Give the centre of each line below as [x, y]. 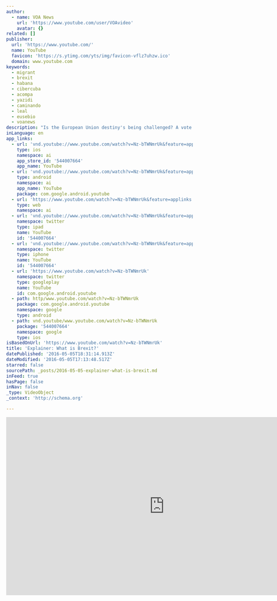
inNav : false [22, 387]
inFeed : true [22, 376]
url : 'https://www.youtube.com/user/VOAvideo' [75, 23]
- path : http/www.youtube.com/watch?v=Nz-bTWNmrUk [75, 299]
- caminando [26, 105]
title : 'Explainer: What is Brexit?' [53, 349]
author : [16, 12]
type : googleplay [38, 282]
